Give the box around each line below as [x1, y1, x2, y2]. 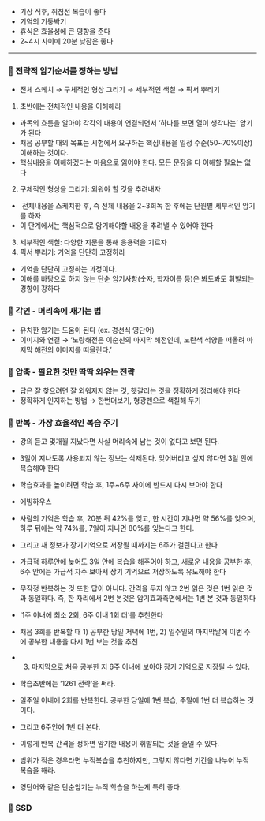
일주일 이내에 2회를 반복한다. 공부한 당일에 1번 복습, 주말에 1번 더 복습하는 [19, 696, 246, 705]
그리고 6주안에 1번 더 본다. [19, 722, 101, 732]
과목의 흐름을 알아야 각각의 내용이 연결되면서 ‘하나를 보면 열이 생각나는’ [19, 118, 238, 128]
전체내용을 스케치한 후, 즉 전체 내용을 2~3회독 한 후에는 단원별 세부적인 [21, 201, 241, 211]
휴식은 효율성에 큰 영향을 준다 [19, 27, 110, 35]
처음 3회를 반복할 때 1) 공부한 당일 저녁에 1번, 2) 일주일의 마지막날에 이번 [19, 627, 243, 636]
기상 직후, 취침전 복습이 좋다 [19, 7, 106, 16]
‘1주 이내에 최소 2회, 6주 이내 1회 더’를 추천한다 [19, 610, 164, 620]
